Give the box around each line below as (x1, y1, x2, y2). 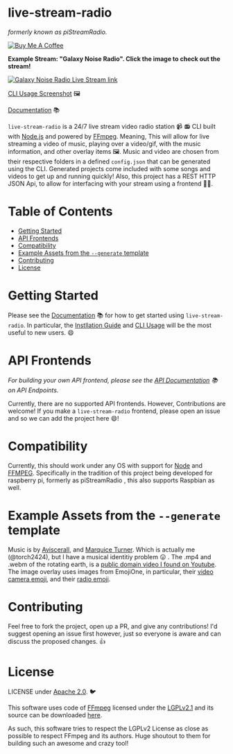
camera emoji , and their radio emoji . (8, 575, 111, 583)
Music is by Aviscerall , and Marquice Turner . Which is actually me (8, 545, 196, 554)
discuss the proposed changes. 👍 (8, 637, 106, 645)
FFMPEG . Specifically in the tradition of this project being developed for (8, 468, 213, 477)
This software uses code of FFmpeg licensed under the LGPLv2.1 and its (8, 703, 214, 712)
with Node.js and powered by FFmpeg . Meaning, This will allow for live (8, 132, 210, 140)
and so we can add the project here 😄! (8, 414, 120, 422)
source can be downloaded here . (8, 710, 103, 719)
